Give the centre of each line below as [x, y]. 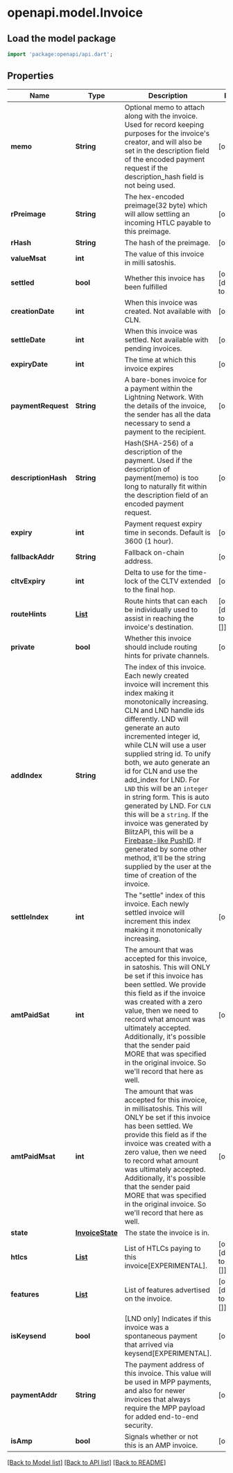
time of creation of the [161, 875]
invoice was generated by [166, 823]
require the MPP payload [165, 1408]
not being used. [150, 185]
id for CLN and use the [161, 771]
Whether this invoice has [165, 278]
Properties [31, 76]
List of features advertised [167, 1290]
